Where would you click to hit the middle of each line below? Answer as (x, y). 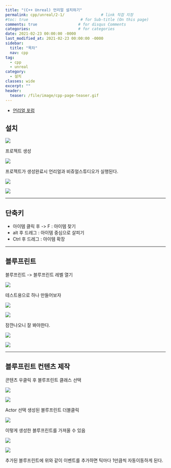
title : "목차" (24, 48)
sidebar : (15, 43)
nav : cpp (19, 53)
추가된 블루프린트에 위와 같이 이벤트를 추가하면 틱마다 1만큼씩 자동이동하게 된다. (84, 460)
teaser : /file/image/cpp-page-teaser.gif (54, 95)
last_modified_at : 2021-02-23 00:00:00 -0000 (54, 39)
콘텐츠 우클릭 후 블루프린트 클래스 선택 (43, 380)
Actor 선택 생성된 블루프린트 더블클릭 (42, 410)
